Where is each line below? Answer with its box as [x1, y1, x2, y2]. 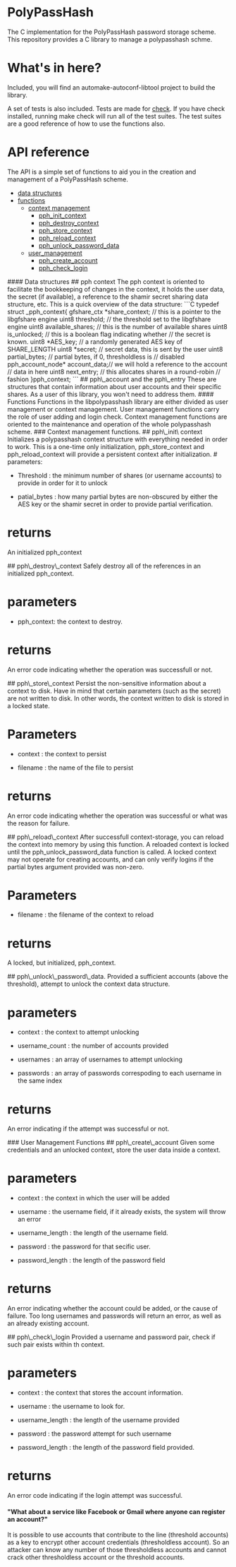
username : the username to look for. [17, 1402, 125, 1411]
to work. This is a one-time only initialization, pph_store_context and [7, 442, 205, 451]
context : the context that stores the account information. [17, 1388, 183, 1397]
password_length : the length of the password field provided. [17, 1443, 195, 1452]
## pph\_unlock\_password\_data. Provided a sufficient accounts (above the [7, 972, 229, 981]
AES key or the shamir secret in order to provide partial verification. [17, 499, 213, 508]
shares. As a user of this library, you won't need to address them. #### [7, 390, 214, 398]
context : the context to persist [17, 749, 107, 758]
